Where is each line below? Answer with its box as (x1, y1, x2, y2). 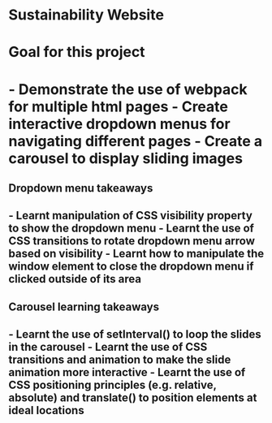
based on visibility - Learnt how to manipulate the (8, 247, 265, 261)
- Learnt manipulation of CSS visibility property (8, 209, 253, 222)
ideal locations (8, 404, 84, 417)
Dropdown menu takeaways (8, 181, 153, 195)
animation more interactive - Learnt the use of (8, 365, 246, 379)
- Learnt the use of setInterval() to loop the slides (8, 327, 261, 342)
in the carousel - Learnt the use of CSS (8, 340, 208, 354)
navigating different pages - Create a (8, 132, 263, 150)
